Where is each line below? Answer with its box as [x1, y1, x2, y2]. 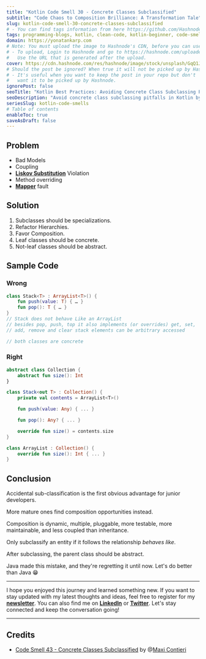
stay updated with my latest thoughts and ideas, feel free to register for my [6, 593, 195, 601]
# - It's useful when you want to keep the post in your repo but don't [6, 72, 196, 78]
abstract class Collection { [6, 367, 81, 373]
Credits [6, 630, 36, 640]
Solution [6, 200, 39, 211]
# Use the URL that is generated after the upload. [6, 55, 147, 61]
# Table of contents [6, 106, 59, 112]
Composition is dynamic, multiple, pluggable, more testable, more [6, 520, 173, 528]
